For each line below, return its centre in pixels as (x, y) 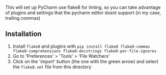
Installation (23, 34)
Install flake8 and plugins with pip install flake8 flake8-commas (81, 46)
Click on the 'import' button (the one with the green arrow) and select (86, 61)
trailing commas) (23, 18)
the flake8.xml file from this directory (52, 67)
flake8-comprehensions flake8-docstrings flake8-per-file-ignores (85, 51)
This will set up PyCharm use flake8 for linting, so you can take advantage (83, 7)
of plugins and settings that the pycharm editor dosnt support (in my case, (83, 13)
